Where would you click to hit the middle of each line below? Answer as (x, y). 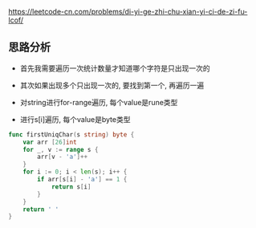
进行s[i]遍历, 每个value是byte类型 (75, 119)
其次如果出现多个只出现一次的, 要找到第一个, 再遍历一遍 (112, 85)
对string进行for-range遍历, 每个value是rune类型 (99, 102)
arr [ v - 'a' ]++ (63, 157)
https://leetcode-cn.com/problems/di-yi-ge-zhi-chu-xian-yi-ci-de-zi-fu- (128, 12)
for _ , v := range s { (61, 149)
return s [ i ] (71, 187)
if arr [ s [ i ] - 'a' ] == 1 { (82, 180)
